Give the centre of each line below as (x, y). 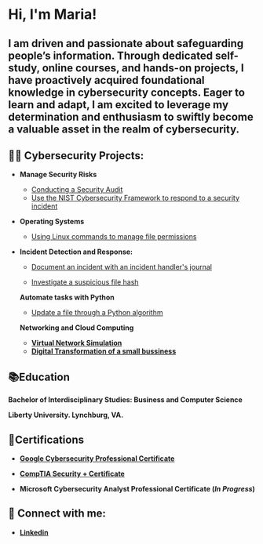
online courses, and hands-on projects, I (143, 68)
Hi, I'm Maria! (53, 15)
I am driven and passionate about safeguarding (126, 44)
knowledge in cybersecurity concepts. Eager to (127, 92)
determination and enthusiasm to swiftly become (131, 116)
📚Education (39, 377)
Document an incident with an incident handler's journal (121, 267)
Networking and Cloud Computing (77, 328)
